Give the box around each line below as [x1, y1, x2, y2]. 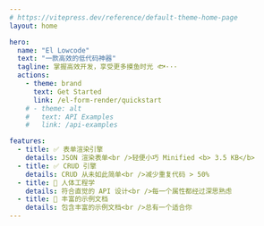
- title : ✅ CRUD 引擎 [17, 162, 97, 171]
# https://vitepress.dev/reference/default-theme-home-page [9, 13, 239, 22]
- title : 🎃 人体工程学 [17, 178, 96, 188]
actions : [17, 71, 50, 80]
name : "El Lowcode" [17, 46, 90, 54]
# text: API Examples [25, 113, 115, 121]
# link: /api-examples [25, 121, 118, 130]
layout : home [9, 21, 58, 30]
